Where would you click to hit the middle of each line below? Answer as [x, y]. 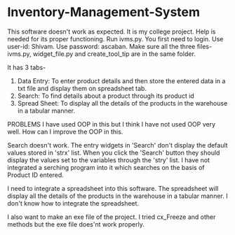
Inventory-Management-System [104, 12]
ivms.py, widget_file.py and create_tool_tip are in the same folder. [102, 54]
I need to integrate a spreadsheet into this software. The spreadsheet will [113, 188]
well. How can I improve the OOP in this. [65, 131]
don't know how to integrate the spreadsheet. [73, 203]
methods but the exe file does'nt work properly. [76, 224]
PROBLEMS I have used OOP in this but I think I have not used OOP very [112, 124]
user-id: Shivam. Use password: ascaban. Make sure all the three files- [110, 46]
